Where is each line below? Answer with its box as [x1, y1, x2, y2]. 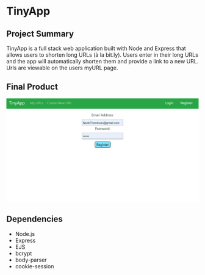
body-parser [15, 256, 47, 263]
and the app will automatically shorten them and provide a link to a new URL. [6, 58, 199, 65]
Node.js [15, 230, 35, 237]
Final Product [6, 82, 58, 92]
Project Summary [6, 29, 74, 39]
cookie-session [15, 262, 54, 270]
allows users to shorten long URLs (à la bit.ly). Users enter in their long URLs [6, 51, 198, 59]
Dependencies [6, 214, 63, 224]
